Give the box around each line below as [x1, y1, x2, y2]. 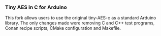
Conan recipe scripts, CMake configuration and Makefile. [5, 25, 121, 31]
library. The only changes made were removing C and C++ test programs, [5, 20, 155, 26]
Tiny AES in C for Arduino [5, 4, 67, 11]
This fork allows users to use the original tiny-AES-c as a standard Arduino [5, 15, 156, 21]
